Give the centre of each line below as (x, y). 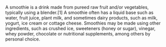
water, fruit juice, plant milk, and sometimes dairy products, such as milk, (81, 18)
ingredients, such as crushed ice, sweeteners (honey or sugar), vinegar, (80, 28)
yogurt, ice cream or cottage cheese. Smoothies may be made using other (83, 23)
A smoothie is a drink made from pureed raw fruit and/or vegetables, (77, 7)
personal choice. (23, 39)
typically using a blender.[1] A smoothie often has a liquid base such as (79, 12)
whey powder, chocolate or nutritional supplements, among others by (78, 34)
